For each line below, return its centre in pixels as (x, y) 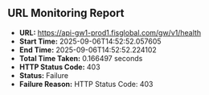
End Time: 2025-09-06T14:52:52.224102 (88, 50)
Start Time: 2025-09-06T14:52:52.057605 (90, 41)
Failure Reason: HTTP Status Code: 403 (86, 84)
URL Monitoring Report (66, 13)
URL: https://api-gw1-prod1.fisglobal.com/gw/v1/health (110, 32)
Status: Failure (44, 75)
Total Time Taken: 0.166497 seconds (81, 58)
